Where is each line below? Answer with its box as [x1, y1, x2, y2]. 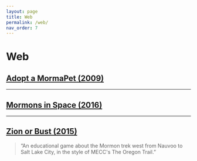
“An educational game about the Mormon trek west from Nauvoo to [20, 142, 183, 149]
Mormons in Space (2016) [6, 100, 103, 110]
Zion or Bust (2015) [6, 126, 77, 136]
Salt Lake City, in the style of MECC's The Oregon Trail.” [20, 148, 157, 155]
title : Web [6, 14, 33, 20]
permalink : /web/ [6, 19, 49, 25]
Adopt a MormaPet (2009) [6, 73, 104, 83]
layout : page [6, 8, 38, 15]
